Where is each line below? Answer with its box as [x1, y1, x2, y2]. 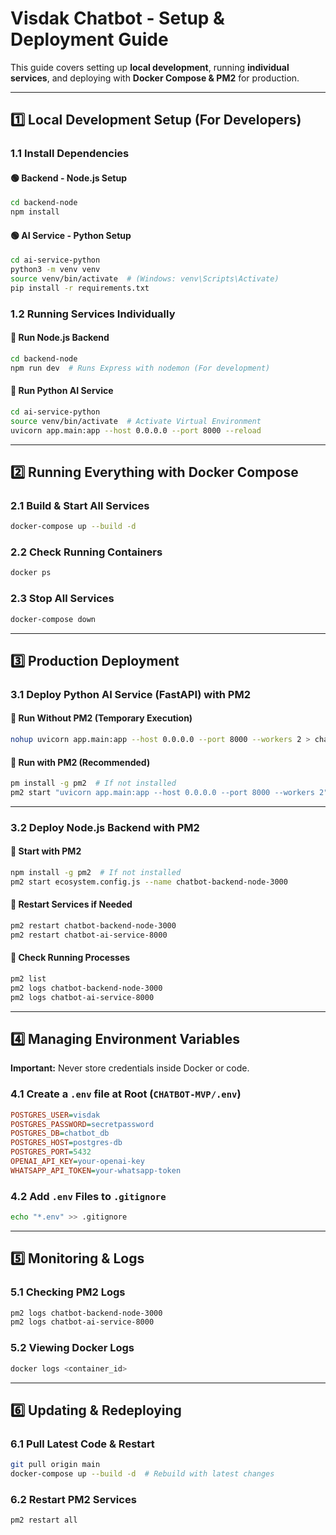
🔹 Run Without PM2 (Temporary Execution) [10, 712, 193, 724]
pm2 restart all [10, 1515, 78, 1526]
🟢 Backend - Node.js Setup [10, 172, 128, 184]
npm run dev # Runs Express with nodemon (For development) [10, 363, 271, 373]
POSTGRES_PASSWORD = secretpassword [10, 1119, 155, 1129]
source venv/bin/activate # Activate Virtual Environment [10, 416, 262, 426]
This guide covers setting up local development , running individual [10, 61, 290, 73]
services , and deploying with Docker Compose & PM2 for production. [10, 72, 300, 84]
